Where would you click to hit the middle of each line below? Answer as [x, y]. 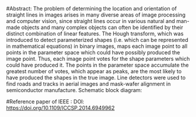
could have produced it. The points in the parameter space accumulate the [97, 65]
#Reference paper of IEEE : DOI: [45, 102]
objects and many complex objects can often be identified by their [102, 27]
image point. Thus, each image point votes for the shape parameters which [98, 59]
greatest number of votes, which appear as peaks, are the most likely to [94, 71]
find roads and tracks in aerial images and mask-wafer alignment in [88, 84]
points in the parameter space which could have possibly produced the [93, 52]
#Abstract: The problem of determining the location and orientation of [91, 9]
